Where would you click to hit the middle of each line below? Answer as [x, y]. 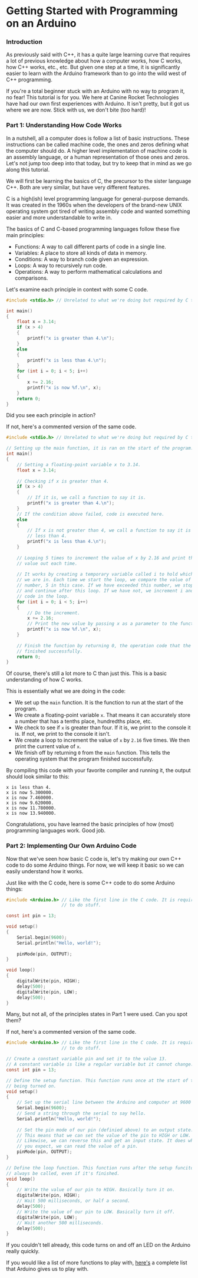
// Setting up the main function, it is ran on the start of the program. [100, 448]
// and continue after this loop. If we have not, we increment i [100, 591]
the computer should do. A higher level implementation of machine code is [97, 150]
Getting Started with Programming [92, 11]
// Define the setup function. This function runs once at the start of [97, 1080]
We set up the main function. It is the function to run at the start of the [99, 703]
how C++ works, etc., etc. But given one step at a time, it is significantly [93, 67]
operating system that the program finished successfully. [84, 759]
